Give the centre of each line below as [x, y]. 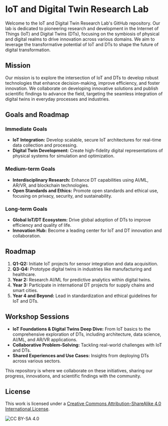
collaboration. [27, 236]
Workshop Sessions [37, 317]
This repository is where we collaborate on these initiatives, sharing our [79, 370]
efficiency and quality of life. [42, 225]
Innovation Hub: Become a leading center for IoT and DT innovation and [87, 231]
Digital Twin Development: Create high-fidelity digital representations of [88, 151]
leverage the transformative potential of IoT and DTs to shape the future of [82, 44]
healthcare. [24, 274]
